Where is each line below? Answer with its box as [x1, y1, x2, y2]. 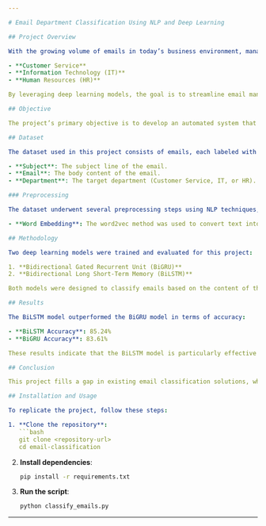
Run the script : [19, 487, 70, 497]
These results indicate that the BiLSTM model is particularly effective [8, 349, 257, 357]
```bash [18, 428, 44, 436]
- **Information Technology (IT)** [8, 69, 126, 77]
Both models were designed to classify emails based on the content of [8, 285, 249, 293]
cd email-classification [18, 443, 101, 451]
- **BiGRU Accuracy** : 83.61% [8, 335, 108, 343]
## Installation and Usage [8, 392, 97, 401]
